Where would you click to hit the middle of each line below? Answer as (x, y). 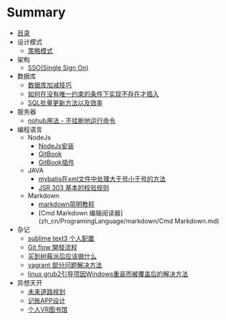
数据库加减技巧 (50, 85)
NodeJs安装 (56, 146)
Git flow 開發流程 (52, 247)
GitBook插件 (56, 162)
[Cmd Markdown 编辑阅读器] (81, 213)
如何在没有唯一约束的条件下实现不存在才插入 (93, 94)
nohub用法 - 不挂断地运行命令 (71, 120)
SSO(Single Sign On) (58, 68)
